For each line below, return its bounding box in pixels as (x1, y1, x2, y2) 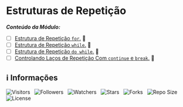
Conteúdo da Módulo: (6, 23, 60, 30)
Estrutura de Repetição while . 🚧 (14, 42, 91, 48)
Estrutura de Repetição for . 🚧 (14, 34, 86, 42)
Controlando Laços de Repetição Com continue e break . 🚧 (14, 54, 155, 62)
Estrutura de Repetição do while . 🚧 (14, 48, 99, 55)
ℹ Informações (6, 73, 58, 82)
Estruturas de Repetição (6, 4, 127, 18)
